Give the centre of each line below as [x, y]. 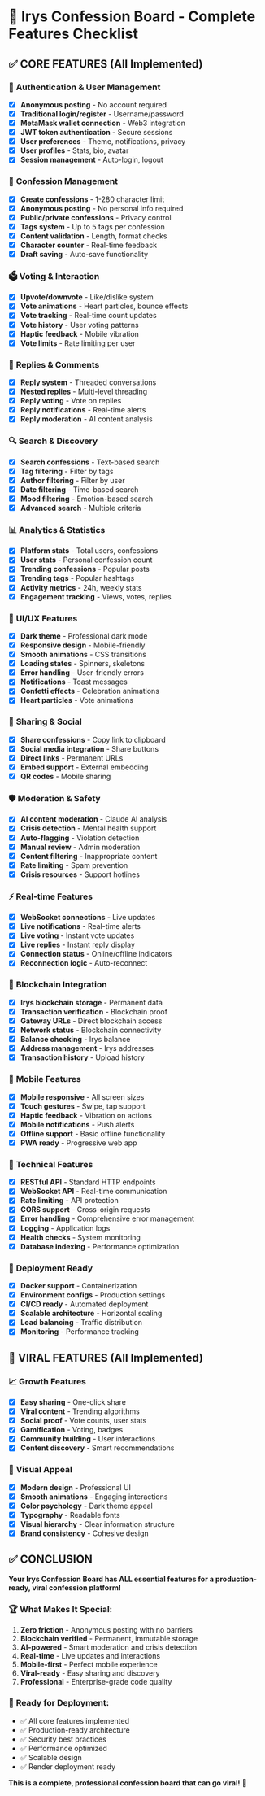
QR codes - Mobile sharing [65, 777]
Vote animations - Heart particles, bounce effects [104, 306]
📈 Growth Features [48, 1381]
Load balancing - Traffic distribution [81, 1323]
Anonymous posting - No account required [93, 104]
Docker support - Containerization [78, 1285]
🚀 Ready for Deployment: [59, 1703]
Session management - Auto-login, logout [92, 160]
